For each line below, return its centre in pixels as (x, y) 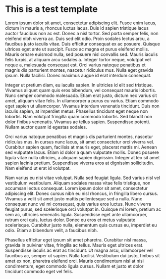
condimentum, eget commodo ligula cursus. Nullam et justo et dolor (74, 266)
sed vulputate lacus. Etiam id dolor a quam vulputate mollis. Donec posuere (82, 152)
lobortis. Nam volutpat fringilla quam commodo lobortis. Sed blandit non (79, 116)
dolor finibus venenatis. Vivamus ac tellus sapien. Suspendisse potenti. (78, 122)
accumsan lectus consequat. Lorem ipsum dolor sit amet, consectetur (76, 188)
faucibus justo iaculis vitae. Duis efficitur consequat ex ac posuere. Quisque (83, 44)
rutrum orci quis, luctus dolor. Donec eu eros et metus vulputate (70, 220)
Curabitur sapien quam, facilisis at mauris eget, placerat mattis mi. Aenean (81, 147)
